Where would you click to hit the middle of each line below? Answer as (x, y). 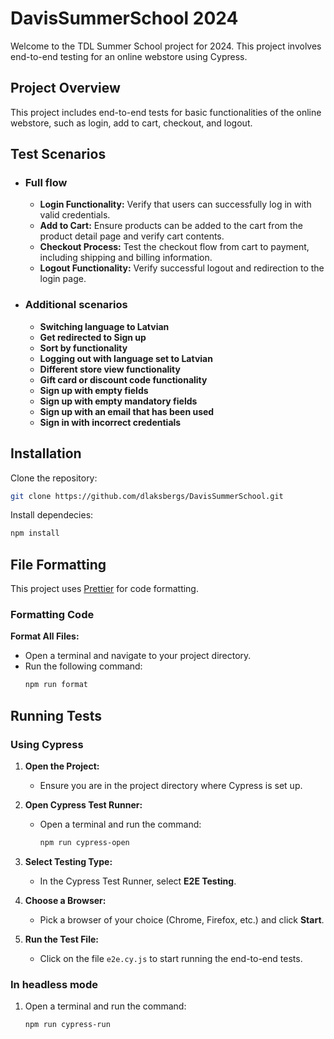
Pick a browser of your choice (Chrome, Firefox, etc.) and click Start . (182, 919)
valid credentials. (75, 215)
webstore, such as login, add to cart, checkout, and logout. (131, 123)
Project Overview (65, 88)
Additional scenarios (76, 305)
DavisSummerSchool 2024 (124, 18)
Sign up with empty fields (94, 390)
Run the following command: (83, 666)
